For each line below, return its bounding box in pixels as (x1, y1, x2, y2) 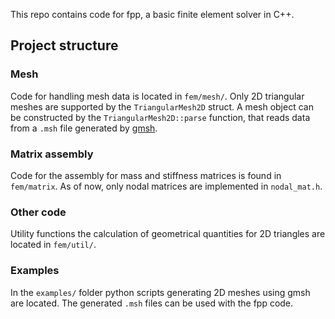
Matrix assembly (10, 147, 94, 161)
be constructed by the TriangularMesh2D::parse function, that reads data (10, 111, 311, 123)
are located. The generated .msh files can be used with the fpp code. (10, 297, 294, 309)
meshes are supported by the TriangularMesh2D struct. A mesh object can (10, 100, 314, 113)
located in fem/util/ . (10, 239, 97, 251)
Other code (10, 205, 67, 219)
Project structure (10, 37, 119, 54)
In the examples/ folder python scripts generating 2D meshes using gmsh (10, 286, 311, 298)
